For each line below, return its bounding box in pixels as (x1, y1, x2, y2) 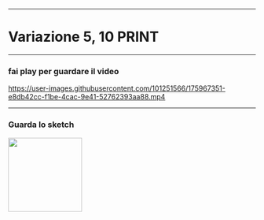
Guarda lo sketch (8, 119, 75, 130)
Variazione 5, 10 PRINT (8, 28, 159, 46)
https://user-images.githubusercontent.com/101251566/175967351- (8, 84, 226, 93)
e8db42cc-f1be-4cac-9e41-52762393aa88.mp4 (8, 92, 166, 102)
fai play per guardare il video (8, 65, 119, 76)
